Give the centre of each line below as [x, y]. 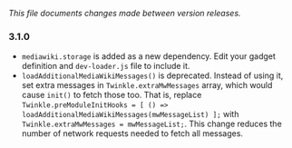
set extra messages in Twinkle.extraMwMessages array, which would [147, 85]
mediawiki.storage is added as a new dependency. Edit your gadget [148, 56]
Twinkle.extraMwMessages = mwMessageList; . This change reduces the [151, 124]
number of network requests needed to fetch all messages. [132, 133]
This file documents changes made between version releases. [125, 13]
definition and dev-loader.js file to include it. [106, 66]
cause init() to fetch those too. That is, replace [112, 95]
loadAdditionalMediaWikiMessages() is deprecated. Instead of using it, [152, 75]
